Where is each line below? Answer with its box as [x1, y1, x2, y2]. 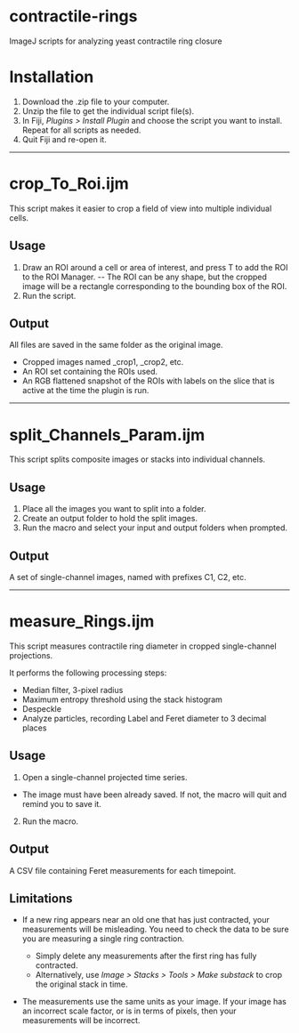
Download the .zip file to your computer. [21, 96, 170, 107]
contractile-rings [9, 6, 138, 27]
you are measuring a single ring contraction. [21, 933, 185, 944]
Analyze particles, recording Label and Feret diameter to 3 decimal [21, 713, 267, 723]
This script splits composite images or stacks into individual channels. [9, 454, 265, 464]
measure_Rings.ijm [9, 611, 155, 632]
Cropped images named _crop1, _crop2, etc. [21, 357, 184, 367]
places [21, 722, 47, 733]
